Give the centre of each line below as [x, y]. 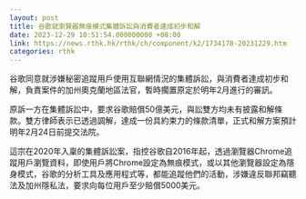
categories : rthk [42, 52]
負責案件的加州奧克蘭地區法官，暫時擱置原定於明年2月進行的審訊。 [151, 90]
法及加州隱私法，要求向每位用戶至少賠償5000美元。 [107, 185]
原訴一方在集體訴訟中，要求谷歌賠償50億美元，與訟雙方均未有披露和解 [142, 109]
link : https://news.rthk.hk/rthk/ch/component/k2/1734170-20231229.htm [148, 43]
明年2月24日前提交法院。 [57, 132]
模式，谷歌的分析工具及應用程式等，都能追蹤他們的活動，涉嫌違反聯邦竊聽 [157, 174]
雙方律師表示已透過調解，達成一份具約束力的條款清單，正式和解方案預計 [161, 121]
